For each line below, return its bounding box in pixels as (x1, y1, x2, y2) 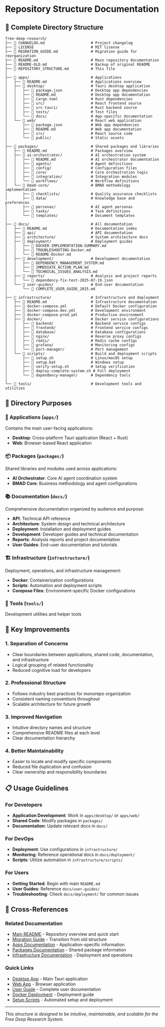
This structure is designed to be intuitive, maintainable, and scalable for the (5, 1011, 159, 1017)
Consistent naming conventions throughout (12, 696, 100, 701)
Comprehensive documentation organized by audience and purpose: (5, 506, 144, 512)
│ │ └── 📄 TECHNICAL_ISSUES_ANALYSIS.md (5, 269, 98, 274)
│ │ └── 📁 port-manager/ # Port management (5, 347, 129, 352)
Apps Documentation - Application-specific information (12, 942, 125, 948)
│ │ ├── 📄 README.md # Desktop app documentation (5, 92, 151, 97)
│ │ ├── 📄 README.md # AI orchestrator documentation (5, 157, 160, 162)
